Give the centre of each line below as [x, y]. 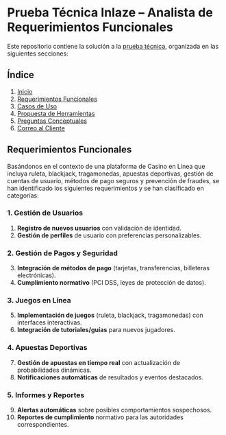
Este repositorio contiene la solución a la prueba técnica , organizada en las [113, 46]
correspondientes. [43, 425]
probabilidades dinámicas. [54, 370]
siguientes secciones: [38, 54]
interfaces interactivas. [49, 322]
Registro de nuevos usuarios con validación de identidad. [99, 228]
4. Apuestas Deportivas [47, 348]
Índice [21, 75]
